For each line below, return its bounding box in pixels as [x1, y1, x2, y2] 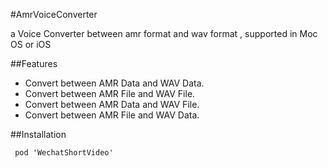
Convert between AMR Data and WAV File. [24, 99, 200, 110]
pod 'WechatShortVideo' [14, 148, 114, 158]
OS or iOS [10, 39, 52, 50]
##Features [10, 58, 58, 69]
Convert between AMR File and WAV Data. [24, 109, 200, 121]
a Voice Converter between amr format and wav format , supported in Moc [10, 28, 318, 39]
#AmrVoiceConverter [10, 9, 98, 20]
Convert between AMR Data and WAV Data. [24, 77, 205, 89]
